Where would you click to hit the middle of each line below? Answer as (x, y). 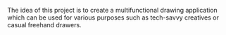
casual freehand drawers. (45, 25)
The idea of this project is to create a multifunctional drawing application (113, 10)
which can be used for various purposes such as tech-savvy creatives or (113, 17)
